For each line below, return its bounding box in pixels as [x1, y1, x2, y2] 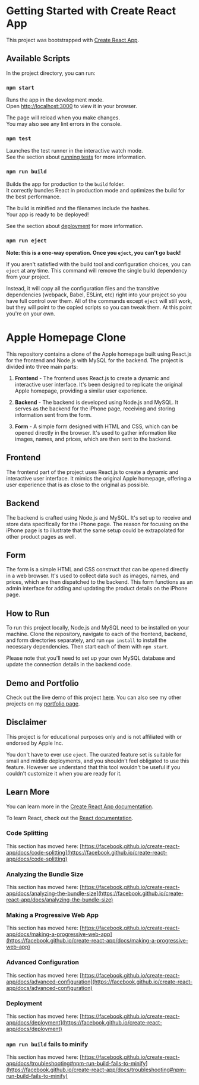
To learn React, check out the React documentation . [6, 814, 134, 821]
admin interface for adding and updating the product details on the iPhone [6, 585, 188, 592]
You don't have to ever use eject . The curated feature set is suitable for [6, 751, 182, 758]
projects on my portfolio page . [6, 700, 80, 707]
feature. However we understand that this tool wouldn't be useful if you [6, 763, 181, 770]
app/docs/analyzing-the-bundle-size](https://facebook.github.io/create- [6, 890, 184, 897]
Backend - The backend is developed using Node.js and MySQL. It [14, 398, 179, 406]
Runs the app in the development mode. [6, 96, 104, 103]
